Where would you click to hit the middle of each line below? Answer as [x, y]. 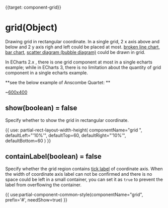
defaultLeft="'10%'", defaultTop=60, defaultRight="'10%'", [66, 135]
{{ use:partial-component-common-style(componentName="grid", [74, 194]
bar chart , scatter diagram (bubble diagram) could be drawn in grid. [75, 52]
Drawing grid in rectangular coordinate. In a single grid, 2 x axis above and [82, 41]
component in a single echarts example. [47, 73]
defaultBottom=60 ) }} [28, 141]
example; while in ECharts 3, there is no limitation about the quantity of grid [83, 67]
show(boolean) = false [41, 108]
